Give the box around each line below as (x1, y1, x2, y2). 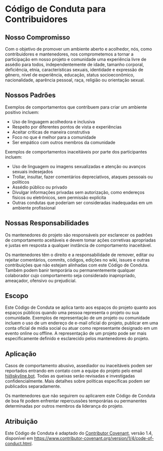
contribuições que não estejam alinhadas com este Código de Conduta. (5, 262, 149, 268)
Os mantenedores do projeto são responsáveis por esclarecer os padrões (5, 232, 153, 238)
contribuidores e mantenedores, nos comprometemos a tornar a (5, 51, 134, 57)
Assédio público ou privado (12, 184, 67, 190)
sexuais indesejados (12, 169, 54, 174)
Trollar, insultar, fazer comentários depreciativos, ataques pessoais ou (12, 174, 153, 180)
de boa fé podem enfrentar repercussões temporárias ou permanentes (5, 398, 147, 404)
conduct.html (5, 441, 32, 447)
